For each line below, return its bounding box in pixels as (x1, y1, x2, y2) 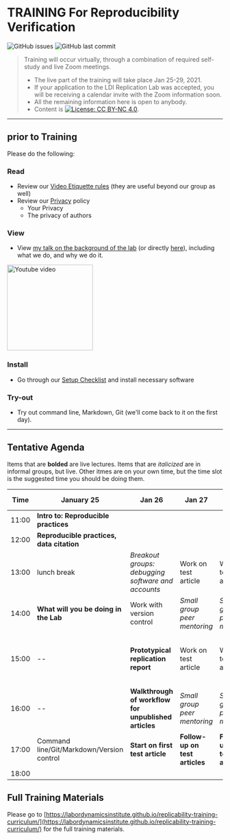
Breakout (129, 550, 159, 560)
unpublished (129, 712, 172, 721)
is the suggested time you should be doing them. (7, 474, 145, 482)
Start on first (129, 740, 173, 750)
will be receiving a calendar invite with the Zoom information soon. (34, 90, 222, 99)
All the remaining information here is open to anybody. (34, 97, 188, 106)
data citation (36, 539, 79, 549)
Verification (7, 19, 76, 35)
